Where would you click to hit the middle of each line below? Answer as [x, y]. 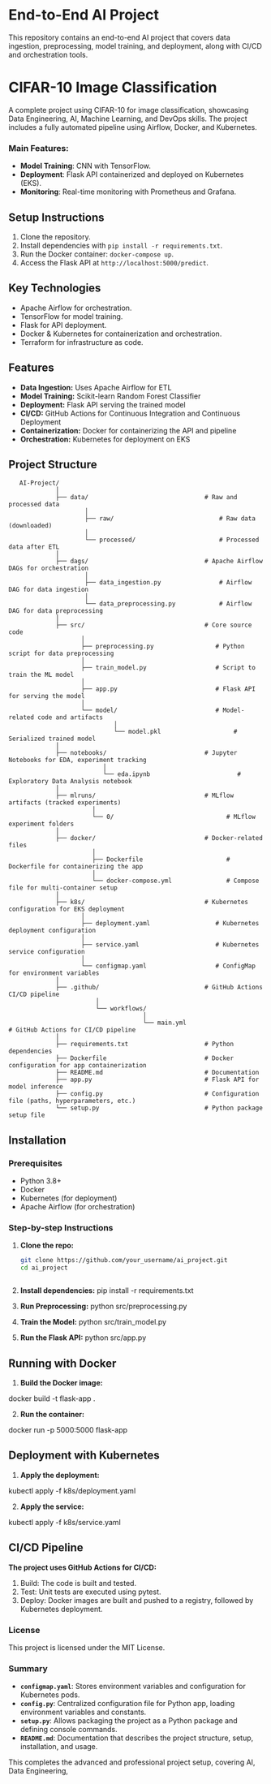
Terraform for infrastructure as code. [82, 342]
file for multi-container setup [63, 888]
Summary [28, 1668]
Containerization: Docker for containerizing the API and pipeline [128, 430]
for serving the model [47, 696]
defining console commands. [69, 1730]
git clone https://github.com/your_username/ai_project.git [124, 1260]
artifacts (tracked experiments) [65, 803]
